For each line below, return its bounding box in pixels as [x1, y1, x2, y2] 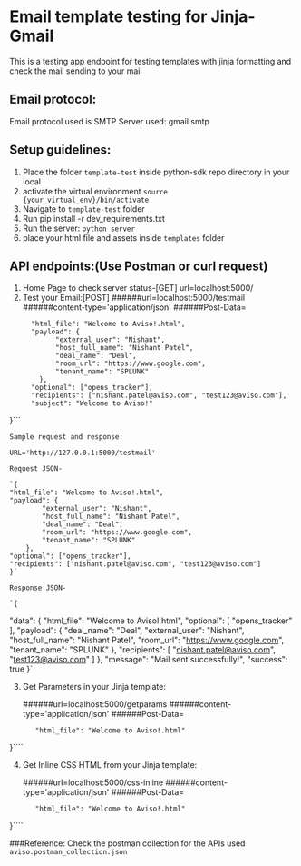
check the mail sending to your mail [9, 65, 142, 76]
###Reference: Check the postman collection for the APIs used [9, 838, 246, 849]
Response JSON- [9, 583, 67, 592]
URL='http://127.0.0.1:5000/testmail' [9, 448, 156, 458]
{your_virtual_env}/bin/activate [22, 195, 150, 204]
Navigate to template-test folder [22, 203, 145, 214]
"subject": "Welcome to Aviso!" [31, 399, 153, 408]
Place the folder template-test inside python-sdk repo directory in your [22, 166, 290, 177]
